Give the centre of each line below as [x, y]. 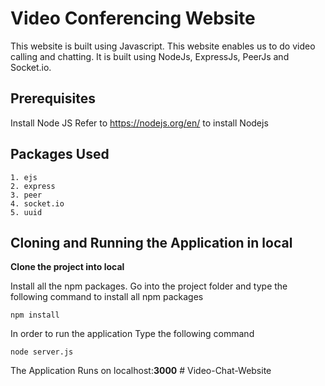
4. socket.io [37, 203]
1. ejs [24, 177]
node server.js [42, 352]
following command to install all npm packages [107, 297]
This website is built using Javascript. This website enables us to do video [163, 46]
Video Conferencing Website [133, 18]
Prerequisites [53, 98]
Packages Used [60, 154]
